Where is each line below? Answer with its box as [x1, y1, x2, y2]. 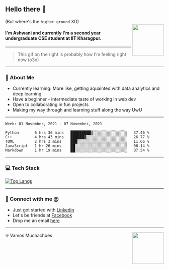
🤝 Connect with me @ [5, 195, 59, 202]
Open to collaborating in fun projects [12, 101, 89, 107]
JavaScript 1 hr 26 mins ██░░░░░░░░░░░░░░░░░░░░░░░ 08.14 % [5, 143, 150, 149]
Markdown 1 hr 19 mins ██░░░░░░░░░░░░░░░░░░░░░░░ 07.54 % [5, 148, 150, 153]
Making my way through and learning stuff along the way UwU [12, 107, 142, 113]
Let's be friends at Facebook [12, 212, 72, 218]
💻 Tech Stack [5, 165, 40, 172]
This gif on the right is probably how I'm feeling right [17, 51, 127, 58]
